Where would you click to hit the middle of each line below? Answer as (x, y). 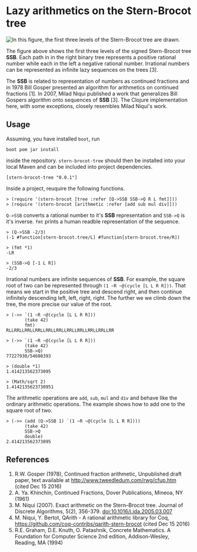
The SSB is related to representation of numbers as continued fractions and (98, 81)
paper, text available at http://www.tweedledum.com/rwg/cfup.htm (95, 480)
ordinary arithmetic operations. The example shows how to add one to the (96, 404)
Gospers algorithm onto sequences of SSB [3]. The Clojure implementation (97, 100)
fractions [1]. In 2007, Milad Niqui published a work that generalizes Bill (92, 93)
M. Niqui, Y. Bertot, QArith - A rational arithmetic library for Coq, (92, 517)
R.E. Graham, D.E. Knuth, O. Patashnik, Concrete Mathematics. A (93, 530)
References (28, 460)
